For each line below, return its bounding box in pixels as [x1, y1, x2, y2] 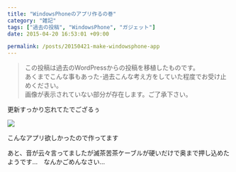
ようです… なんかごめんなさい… [7, 158, 106, 166]
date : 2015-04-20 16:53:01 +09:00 [7, 30, 110, 38]
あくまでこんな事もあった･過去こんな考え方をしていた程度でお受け [24, 72, 221, 81]
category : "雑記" [7, 17, 57, 24]
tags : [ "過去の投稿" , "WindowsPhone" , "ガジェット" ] [7, 23, 156, 31]
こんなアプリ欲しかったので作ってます [7, 134, 119, 142]
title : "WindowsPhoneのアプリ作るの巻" [7, 10, 117, 18]
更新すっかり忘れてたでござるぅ [7, 105, 101, 114]
